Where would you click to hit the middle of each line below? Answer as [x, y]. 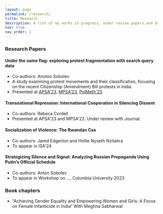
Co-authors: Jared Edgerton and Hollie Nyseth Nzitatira [67, 140]
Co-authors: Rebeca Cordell [40, 114]
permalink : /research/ [28, 14]
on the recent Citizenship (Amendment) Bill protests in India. [72, 87]
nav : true [15, 28]
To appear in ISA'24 [32, 146]
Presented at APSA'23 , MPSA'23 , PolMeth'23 [57, 92]
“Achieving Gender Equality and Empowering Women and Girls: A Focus [84, 201]
